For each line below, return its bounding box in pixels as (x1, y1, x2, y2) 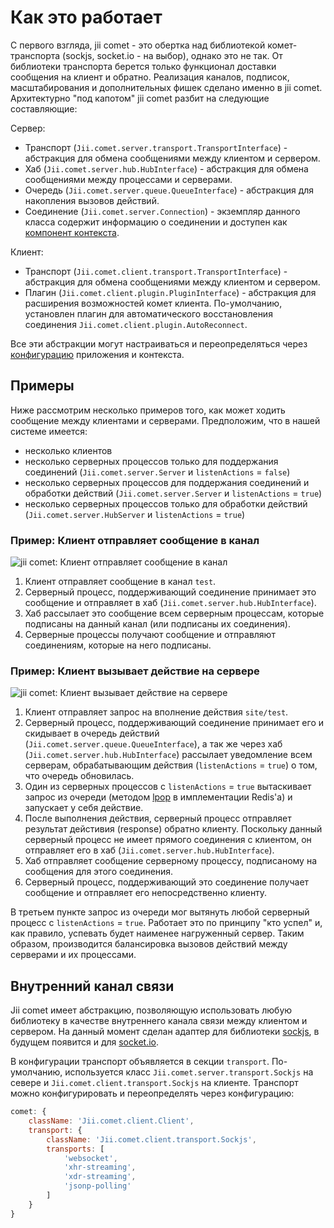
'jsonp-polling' (63, 1181, 132, 1191)
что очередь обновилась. (24, 770, 135, 782)
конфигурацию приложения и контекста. (10, 348, 185, 360)
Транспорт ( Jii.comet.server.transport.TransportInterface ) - (24, 141, 288, 153)
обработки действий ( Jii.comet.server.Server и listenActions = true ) (24, 487, 323, 499)
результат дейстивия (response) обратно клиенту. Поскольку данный (24, 823, 323, 835)
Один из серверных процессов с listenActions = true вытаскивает (24, 781, 312, 793)
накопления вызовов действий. (24, 194, 160, 206)
